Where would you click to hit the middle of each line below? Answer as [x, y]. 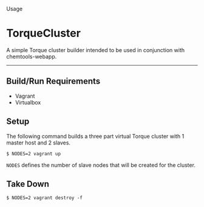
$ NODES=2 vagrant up [34, 154]
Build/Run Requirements [53, 81]
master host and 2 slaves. [39, 143]
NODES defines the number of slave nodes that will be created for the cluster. [101, 165]
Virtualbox [28, 102]
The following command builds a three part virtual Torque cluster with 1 [95, 136]
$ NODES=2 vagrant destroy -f [45, 198]
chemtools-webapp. [32, 56]
